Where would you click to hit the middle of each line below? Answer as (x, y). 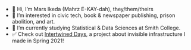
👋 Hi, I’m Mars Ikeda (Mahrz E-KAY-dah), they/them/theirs (82, 9)
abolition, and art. (33, 21)
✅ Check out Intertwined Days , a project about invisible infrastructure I (98, 34)
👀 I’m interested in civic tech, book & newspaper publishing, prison (93, 15)
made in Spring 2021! (38, 41)
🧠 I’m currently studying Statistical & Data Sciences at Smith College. (96, 28)
